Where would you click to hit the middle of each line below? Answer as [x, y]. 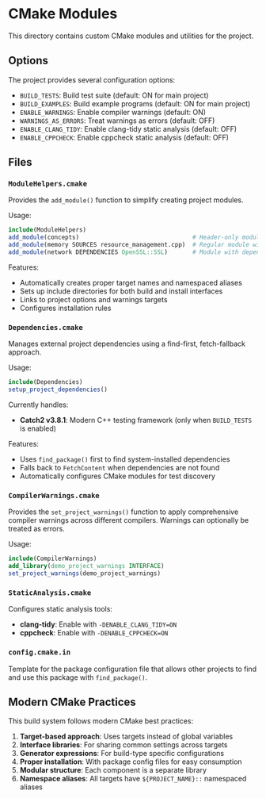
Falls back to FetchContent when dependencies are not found [120, 467]
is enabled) [38, 428]
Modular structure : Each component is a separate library [113, 770]
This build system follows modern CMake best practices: [101, 721]
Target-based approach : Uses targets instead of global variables [126, 737]
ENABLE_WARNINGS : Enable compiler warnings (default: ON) [113, 112]
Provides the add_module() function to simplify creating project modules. [126, 200]
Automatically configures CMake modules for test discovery [118, 476]
